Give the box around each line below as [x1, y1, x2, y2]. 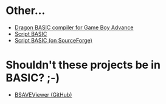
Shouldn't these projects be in [5, 58, 161, 72]
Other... [5, 4, 46, 18]
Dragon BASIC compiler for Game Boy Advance [14, 24, 134, 31]
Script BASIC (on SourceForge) [14, 36, 92, 44]
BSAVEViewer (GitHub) [14, 91, 72, 98]
